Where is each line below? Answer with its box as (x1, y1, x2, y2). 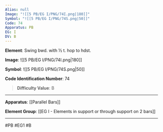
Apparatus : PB (5, 25, 34, 30)
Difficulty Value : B (16, 85, 55, 91)
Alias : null (5, 7, 29, 12)
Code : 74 (5, 20, 23, 26)
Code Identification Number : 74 (5, 76, 70, 82)
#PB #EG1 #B (5, 122, 32, 128)
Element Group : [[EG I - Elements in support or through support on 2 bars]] (5, 108, 156, 114)
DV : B (5, 34, 16, 39)
